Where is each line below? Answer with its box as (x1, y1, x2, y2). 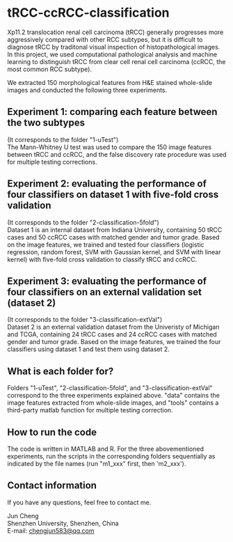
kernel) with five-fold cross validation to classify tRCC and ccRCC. (7, 255, 198, 263)
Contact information (7, 479, 97, 492)
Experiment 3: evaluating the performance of (7, 275, 207, 287)
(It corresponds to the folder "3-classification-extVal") (7, 316, 163, 324)
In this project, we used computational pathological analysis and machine (7, 50, 218, 59)
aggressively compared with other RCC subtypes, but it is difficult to (7, 35, 203, 43)
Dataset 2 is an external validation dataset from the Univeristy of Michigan (7, 323, 220, 332)
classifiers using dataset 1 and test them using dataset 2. (7, 345, 170, 353)
